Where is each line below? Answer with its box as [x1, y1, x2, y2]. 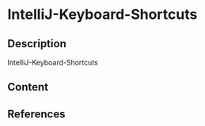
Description [7, 37, 66, 50]
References [7, 107, 66, 120]
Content [7, 80, 49, 94]
